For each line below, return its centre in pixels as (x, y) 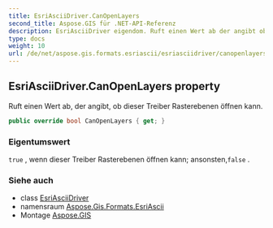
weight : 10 (27, 46)
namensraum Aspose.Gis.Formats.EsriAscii (92, 207)
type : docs (27, 39)
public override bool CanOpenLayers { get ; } (87, 121)
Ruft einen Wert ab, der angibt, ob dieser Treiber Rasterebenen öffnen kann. (136, 105)
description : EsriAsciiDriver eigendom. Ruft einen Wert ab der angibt (132, 31)
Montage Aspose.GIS (56, 215)
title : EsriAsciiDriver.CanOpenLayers (74, 16)
